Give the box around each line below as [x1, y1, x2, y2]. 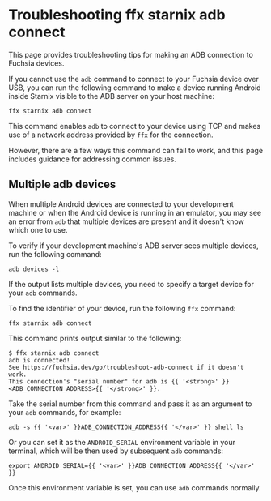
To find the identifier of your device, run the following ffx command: [8, 303, 236, 313]
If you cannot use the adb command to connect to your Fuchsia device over [8, 74, 259, 83]
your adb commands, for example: [8, 407, 121, 417]
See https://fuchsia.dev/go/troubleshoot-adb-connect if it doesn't [8, 363, 244, 371]
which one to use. [8, 225, 68, 234]
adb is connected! [8, 356, 70, 364]
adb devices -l [8, 265, 60, 273]
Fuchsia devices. [8, 58, 65, 68]
